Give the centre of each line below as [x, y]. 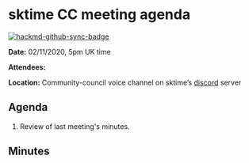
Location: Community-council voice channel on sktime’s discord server [125, 82]
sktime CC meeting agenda [100, 15]
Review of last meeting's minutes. [75, 126]
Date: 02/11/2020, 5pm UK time [59, 51]
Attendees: [27, 67]
